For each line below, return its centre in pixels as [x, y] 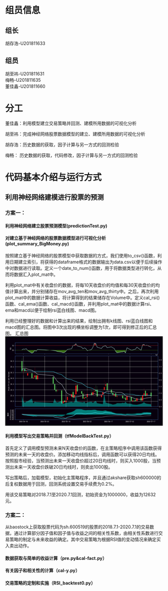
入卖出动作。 [18, 546]
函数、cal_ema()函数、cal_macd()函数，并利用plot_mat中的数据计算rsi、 [79, 304]
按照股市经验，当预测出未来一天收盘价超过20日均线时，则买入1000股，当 [81, 461]
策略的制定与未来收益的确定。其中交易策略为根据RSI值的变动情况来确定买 [85, 539]
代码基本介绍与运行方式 [53, 177]
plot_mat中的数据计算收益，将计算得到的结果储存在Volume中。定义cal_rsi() [82, 298]
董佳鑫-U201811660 [25, 86]
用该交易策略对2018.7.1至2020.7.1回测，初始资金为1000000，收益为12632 [80, 494]
